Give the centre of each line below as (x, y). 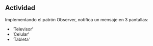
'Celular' (21, 34)
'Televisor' (23, 29)
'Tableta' (21, 39)
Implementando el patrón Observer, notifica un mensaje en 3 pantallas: (77, 19)
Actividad (20, 8)
